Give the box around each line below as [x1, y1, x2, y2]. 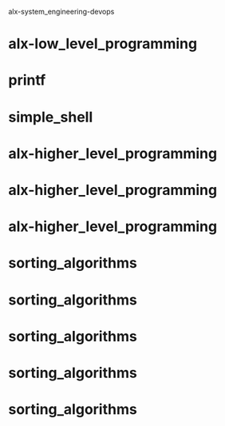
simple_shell [8, 108, 93, 126]
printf [8, 71, 46, 90]
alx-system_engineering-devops [8, 7, 115, 16]
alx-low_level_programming [8, 35, 198, 53]
